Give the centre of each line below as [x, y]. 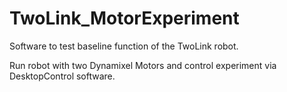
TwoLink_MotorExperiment [124, 18]
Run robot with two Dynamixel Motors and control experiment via [143, 65]
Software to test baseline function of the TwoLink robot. [124, 46]
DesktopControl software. [62, 76]
